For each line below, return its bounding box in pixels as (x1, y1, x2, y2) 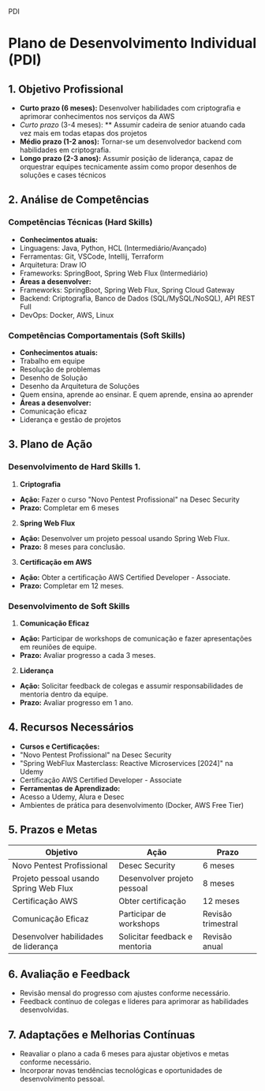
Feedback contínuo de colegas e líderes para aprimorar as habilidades (19, 997, 249, 1007)
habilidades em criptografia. (19, 145, 111, 155)
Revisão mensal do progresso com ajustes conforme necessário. (19, 988, 231, 998)
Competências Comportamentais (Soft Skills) (8, 330, 185, 341)
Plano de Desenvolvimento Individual (8, 35, 257, 52)
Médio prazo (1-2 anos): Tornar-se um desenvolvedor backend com (19, 137, 242, 146)
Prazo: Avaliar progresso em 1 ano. (19, 697, 134, 707)
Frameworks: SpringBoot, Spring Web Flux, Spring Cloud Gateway (19, 285, 235, 294)
